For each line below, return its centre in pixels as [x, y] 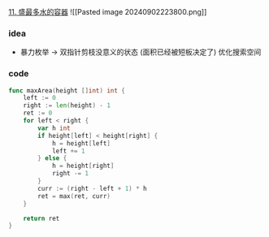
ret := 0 [38, 113]
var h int [54, 128]
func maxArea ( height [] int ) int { [67, 90]
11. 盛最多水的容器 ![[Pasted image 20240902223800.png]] [108, 12]
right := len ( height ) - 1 [67, 106]
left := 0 [40, 98]
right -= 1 [70, 174]
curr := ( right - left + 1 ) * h [93, 188]
